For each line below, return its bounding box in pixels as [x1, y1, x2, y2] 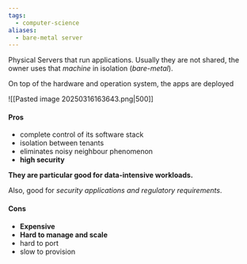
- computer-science [15, 19, 80, 27]
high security [19, 155, 65, 164]
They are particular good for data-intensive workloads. [8, 171, 194, 180]
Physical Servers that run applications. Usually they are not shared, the [8, 55, 240, 65]
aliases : [8, 26, 37, 34]
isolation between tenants [19, 138, 104, 148]
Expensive [19, 221, 55, 231]
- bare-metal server [15, 33, 83, 42]
